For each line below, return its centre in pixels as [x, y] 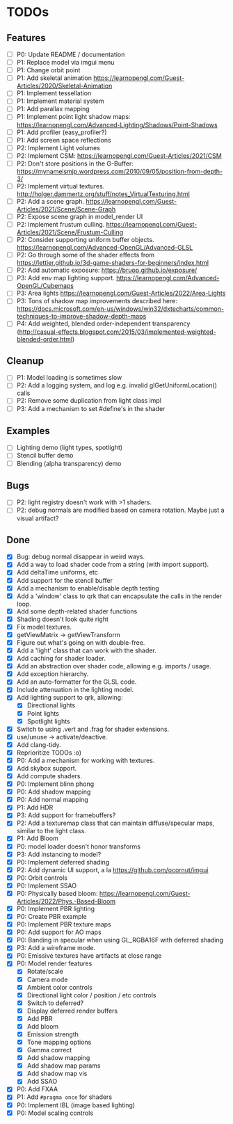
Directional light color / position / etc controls [91, 995]
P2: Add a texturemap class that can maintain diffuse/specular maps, [115, 823]
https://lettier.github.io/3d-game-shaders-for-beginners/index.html [113, 263]
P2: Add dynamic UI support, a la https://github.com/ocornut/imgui [112, 869]
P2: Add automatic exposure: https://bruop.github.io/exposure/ [107, 270]
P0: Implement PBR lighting [56, 908]
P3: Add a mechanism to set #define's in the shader [91, 408]
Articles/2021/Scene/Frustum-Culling [70, 232]
